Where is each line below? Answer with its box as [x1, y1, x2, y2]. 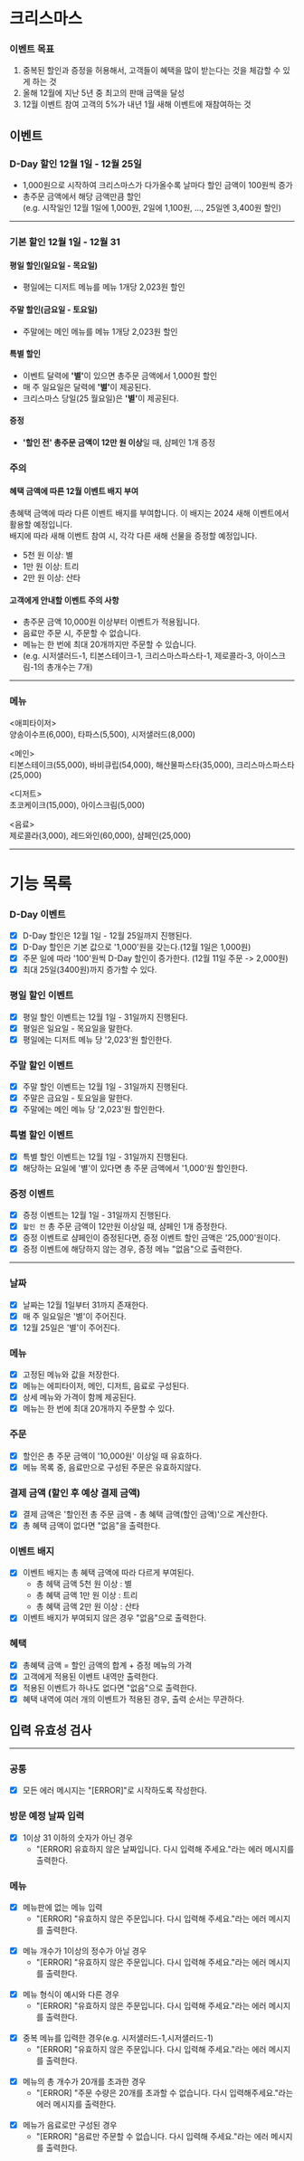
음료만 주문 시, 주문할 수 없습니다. [22, 628, 141, 639]
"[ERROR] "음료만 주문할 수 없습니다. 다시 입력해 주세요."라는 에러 [35, 2131, 270, 2142]
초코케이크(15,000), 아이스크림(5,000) [9, 799, 146, 810]
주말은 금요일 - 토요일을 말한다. [22, 1092, 133, 1104]
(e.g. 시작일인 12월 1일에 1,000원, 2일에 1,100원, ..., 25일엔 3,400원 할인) [22, 203, 282, 214]
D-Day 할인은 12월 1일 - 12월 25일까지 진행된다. [22, 930, 193, 941]
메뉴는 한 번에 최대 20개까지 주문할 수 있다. [22, 1404, 175, 1414]
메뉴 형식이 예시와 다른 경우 [22, 1989, 120, 2000]
